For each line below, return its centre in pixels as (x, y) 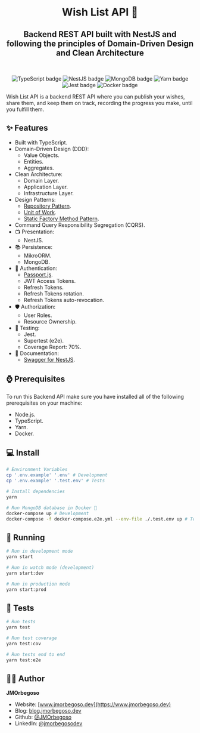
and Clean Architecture (100, 53)
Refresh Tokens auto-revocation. (64, 300)
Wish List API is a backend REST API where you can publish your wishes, (96, 97)
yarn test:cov (24, 643)
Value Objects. (41, 155)
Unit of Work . (40, 212)
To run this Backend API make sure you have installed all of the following (95, 396)
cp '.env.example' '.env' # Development (57, 475)
